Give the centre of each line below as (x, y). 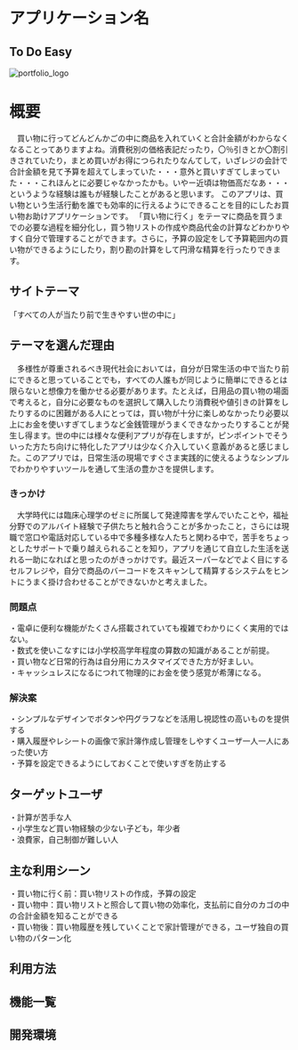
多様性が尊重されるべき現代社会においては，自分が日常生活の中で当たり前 (153, 368)
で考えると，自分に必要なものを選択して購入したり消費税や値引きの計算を (145, 402)
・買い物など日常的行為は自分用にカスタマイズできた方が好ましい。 (134, 662)
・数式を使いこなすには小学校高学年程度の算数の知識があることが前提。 (141, 650)
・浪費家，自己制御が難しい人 (64, 840)
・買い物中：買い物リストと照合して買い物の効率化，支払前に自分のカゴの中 (149, 905)
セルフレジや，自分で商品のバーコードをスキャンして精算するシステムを (141, 570)
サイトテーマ (44, 292)
